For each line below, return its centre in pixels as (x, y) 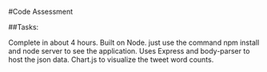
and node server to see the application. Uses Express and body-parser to (129, 51)
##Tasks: (24, 27)
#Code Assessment (41, 12)
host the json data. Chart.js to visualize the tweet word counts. (111, 60)
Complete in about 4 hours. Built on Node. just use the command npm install (134, 42)
